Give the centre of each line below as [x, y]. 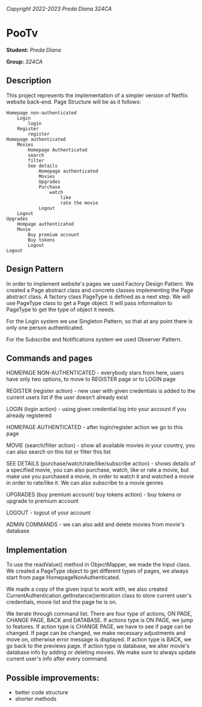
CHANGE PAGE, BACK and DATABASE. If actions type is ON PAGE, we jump [100, 620]
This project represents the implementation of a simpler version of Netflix [97, 95]
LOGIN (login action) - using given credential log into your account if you [96, 409]
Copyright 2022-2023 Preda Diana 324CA [59, 9]
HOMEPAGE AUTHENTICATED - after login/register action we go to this [95, 427]
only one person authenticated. [45, 327]
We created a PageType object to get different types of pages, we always [97, 571]
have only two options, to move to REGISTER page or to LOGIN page [91, 379]
